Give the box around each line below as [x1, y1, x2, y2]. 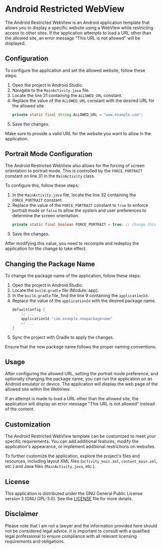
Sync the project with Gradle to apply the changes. [12, 334, 114, 340]
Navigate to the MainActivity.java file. [12, 87, 90, 93]
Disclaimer [5, 510, 38, 518]
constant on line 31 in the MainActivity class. [5, 173, 95, 179]
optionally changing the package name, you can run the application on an [5, 376, 152, 382]
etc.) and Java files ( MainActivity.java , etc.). [5, 464, 96, 469]
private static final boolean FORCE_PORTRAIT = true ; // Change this [12, 222, 157, 227]
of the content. [5, 406, 35, 412]
